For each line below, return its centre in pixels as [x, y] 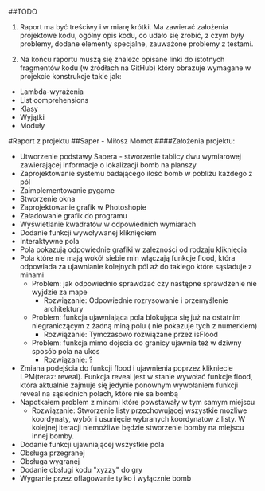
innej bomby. [53, 436]
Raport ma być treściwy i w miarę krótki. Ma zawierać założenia [124, 27]
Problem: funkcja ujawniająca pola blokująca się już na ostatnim [136, 317]
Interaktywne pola [49, 241]
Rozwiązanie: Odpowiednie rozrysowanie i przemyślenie [136, 300]
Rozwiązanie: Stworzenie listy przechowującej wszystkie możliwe [139, 410]
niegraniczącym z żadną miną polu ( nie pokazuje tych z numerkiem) [144, 326]
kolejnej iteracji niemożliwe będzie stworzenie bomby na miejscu [138, 427]
